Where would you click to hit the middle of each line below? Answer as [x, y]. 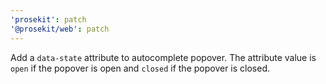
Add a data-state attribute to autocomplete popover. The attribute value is [163, 57]
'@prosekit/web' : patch [60, 29]
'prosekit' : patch [48, 19]
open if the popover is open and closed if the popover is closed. [140, 68]
